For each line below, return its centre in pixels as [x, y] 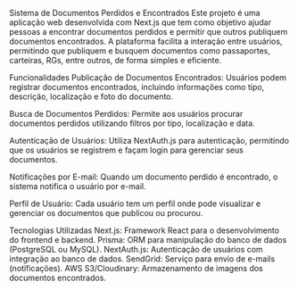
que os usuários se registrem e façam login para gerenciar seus [126, 150]
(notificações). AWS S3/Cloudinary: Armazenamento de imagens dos [136, 268]
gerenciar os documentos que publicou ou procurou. [106, 213]
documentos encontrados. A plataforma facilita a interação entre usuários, [146, 41]
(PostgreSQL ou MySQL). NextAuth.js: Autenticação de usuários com [136, 249]
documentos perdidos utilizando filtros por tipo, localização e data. [132, 123]
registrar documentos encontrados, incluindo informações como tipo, [137, 87]
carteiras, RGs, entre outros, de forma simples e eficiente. [116, 60]
